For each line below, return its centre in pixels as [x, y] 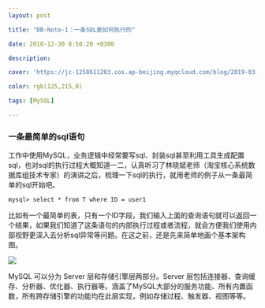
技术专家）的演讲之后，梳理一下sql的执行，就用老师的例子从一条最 [137, 175]
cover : [19, 72]
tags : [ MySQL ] [32, 101]
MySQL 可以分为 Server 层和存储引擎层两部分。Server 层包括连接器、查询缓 [132, 276]
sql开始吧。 [41, 185]
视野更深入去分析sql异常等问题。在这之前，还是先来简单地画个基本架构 [130, 235]
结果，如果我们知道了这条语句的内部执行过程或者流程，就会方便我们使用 [132, 225]
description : [30, 58]
